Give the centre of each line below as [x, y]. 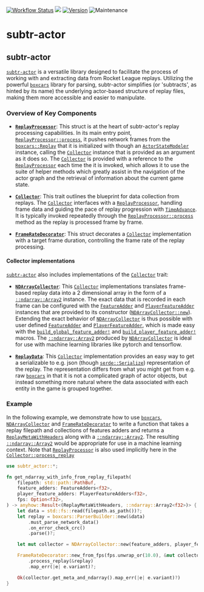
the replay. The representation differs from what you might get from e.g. [105, 369]
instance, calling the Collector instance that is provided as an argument [105, 153]
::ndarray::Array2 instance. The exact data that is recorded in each [100, 299]
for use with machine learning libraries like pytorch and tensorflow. [98, 344]
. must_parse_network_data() [63, 522]
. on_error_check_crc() [57, 528]
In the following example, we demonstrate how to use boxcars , [84, 417]
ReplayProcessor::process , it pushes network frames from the [93, 139]
